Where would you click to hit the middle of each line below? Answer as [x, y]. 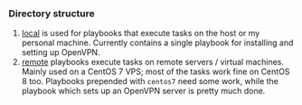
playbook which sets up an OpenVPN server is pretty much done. [143, 91]
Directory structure [52, 14]
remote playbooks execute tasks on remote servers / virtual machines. [153, 62]
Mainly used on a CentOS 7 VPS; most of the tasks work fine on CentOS [156, 72]
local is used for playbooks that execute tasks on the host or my [141, 33]
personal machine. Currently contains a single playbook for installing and [157, 43]
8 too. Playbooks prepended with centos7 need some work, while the [150, 81]
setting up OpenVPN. [61, 52]
